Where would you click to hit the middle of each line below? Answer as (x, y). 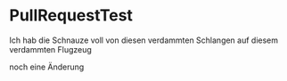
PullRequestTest (71, 16)
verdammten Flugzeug (50, 49)
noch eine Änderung (47, 67)
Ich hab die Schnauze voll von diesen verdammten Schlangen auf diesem (144, 40)
